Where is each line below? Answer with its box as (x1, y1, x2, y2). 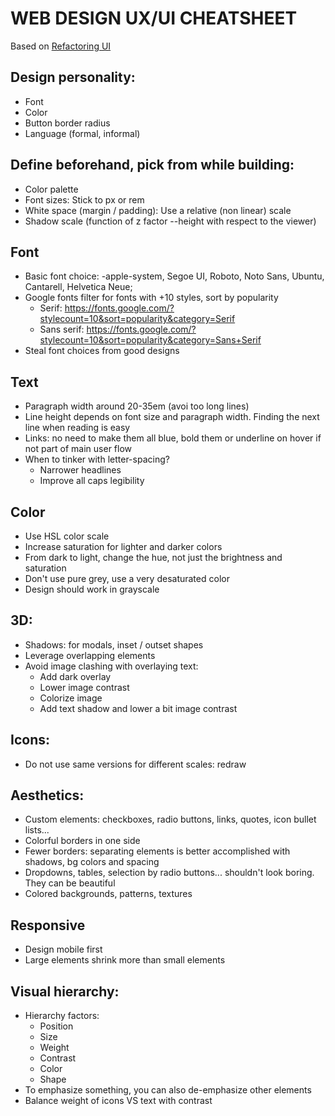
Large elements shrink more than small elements (24, 954, 226, 966)
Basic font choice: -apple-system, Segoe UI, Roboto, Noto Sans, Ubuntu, (24, 270, 325, 282)
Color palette (24, 183, 79, 195)
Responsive (10, 917, 86, 934)
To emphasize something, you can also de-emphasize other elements (24, 1084, 312, 1096)
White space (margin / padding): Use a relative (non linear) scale (24, 204, 292, 216)
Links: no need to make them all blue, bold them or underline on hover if (24, 432, 322, 444)
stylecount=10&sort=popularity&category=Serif (39, 313, 236, 325)
